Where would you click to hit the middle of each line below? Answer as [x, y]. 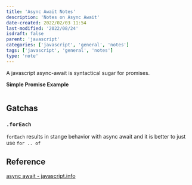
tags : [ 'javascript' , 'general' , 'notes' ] [60, 51]
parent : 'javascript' [33, 39]
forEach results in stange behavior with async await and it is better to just [96, 137]
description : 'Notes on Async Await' [53, 17]
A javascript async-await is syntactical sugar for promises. [78, 73]
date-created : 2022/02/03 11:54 [46, 23]
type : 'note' [22, 56]
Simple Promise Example [38, 84]
